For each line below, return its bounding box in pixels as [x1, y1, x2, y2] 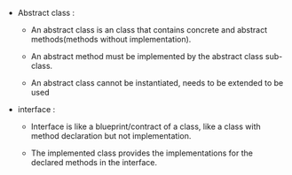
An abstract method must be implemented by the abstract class [30, 51, 264, 61]
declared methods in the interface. [30, 157, 158, 167]
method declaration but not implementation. [30, 131, 192, 141]
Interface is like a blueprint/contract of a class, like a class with [30, 121, 262, 132]
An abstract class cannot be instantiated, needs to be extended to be [30, 78, 284, 87]
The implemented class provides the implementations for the [30, 148, 253, 158]
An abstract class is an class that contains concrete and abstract [30, 25, 268, 34]
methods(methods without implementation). [30, 34, 192, 44]
